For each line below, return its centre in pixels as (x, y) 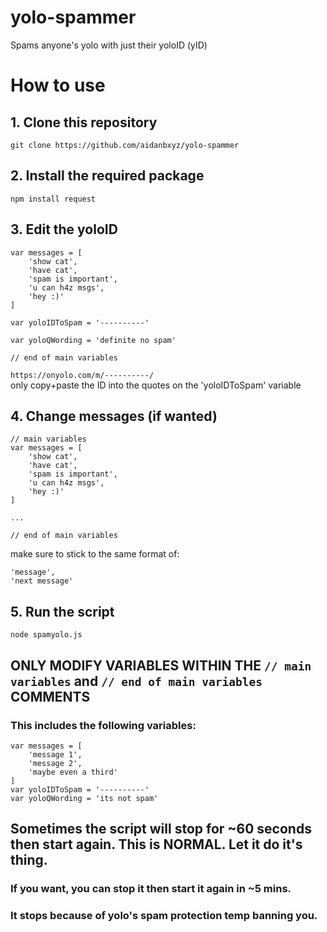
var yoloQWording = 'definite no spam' (93, 340)
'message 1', (55, 754)
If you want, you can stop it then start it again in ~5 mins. (151, 889)
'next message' (42, 581)
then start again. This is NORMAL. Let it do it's (156, 844)
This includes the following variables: (103, 725)
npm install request (53, 199)
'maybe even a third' (73, 772)
